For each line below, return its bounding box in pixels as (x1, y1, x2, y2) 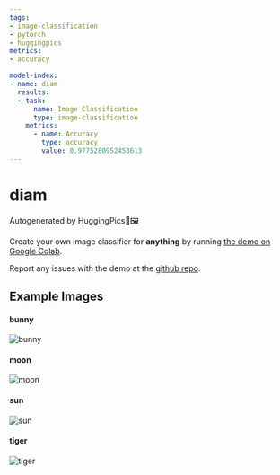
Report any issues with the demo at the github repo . (9, 262, 201, 274)
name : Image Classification (32, 104, 139, 113)
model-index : (9, 71, 58, 81)
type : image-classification (32, 113, 139, 122)
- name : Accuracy (32, 129, 99, 139)
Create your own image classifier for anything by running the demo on (9, 235, 271, 247)
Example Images (9, 289, 104, 304)
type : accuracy (41, 138, 99, 147)
